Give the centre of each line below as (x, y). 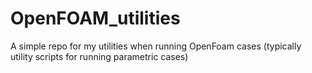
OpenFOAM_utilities (95, 18)
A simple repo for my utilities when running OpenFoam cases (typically (156, 46)
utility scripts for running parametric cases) (99, 56)
